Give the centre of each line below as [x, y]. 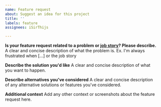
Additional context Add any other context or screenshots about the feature [80, 94]
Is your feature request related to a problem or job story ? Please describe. [81, 46]
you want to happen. [25, 70]
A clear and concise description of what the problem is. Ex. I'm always [75, 51]
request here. [18, 99]
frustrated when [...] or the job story [41, 56]
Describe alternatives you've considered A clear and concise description [79, 80]
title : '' [15, 18]
